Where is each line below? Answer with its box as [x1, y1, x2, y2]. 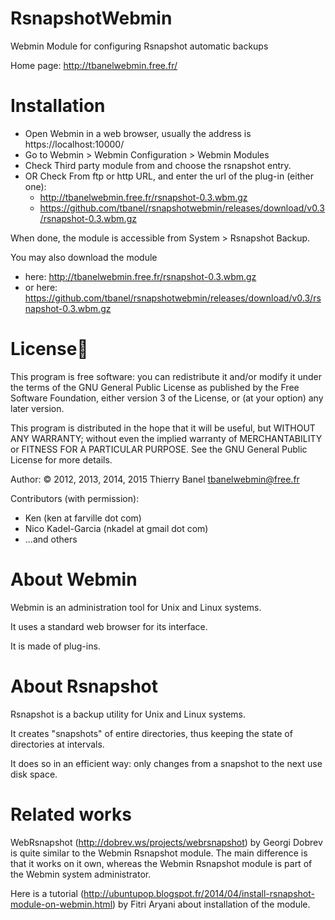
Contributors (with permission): [10, 492, 140, 504]
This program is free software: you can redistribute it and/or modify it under [10, 370, 322, 382]
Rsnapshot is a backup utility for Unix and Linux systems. [10, 708, 246, 720]
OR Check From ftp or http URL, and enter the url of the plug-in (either [24, 170, 314, 182]
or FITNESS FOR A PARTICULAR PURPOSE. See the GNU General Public [10, 443, 308, 455]
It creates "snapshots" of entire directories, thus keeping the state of [10, 727, 293, 739]
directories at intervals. [10, 738, 105, 750]
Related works [10, 803, 132, 826]
